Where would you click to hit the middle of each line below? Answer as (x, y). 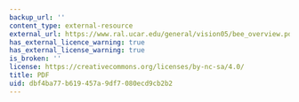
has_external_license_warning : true (77, 51)
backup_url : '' (37, 17)
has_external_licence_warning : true (77, 42)
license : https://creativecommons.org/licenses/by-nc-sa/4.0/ (127, 67)
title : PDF (29, 75)
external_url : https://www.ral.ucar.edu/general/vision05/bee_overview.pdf (153, 34)
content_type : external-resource (71, 26)
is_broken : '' (36, 59)
